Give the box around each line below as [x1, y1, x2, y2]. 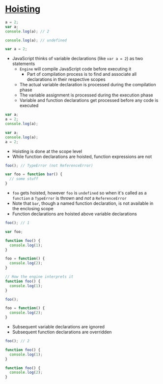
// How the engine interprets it [5, 274, 74, 279]
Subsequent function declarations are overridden [12, 329, 112, 335]
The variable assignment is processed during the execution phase [19, 92, 153, 98]
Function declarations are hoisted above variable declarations [12, 211, 137, 217]
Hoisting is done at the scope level [12, 148, 82, 154]
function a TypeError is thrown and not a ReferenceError [12, 195, 127, 201]
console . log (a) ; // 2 [5, 29, 50, 34]
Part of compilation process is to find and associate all [27, 71, 137, 77]
